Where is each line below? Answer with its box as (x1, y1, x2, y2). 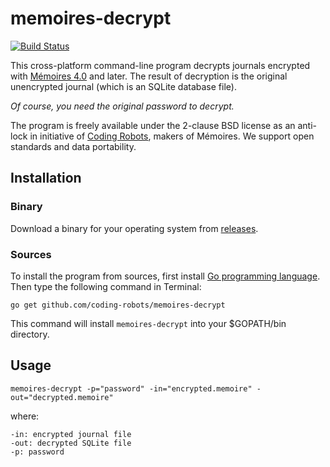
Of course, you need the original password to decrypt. (10, 100, 235, 112)
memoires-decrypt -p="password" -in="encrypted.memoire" (10, 383, 253, 394)
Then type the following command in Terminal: (10, 280, 202, 292)
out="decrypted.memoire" (10, 392, 114, 402)
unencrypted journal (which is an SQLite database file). (10, 80, 237, 92)
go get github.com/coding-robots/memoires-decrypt (10, 300, 226, 310)
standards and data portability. (10, 140, 137, 152)
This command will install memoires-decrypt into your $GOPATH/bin (10, 317, 287, 329)
